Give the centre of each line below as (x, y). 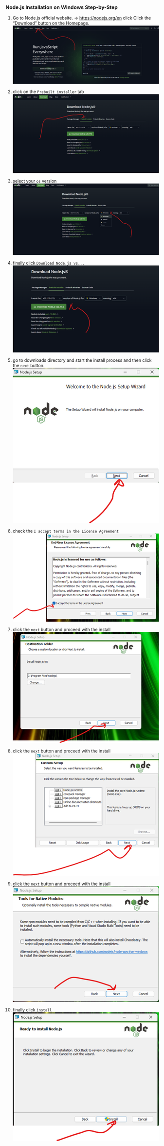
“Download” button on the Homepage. (51, 23)
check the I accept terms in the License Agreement (66, 531)
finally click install (32, 1010)
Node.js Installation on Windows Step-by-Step (62, 7)
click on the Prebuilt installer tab (48, 92)
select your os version (35, 181)
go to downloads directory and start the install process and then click (82, 360)
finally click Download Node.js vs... (48, 263)
